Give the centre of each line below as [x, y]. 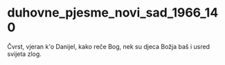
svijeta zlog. [24, 54]
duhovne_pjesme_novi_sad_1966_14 [113, 13]
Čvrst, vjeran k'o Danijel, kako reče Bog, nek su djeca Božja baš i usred [108, 46]
